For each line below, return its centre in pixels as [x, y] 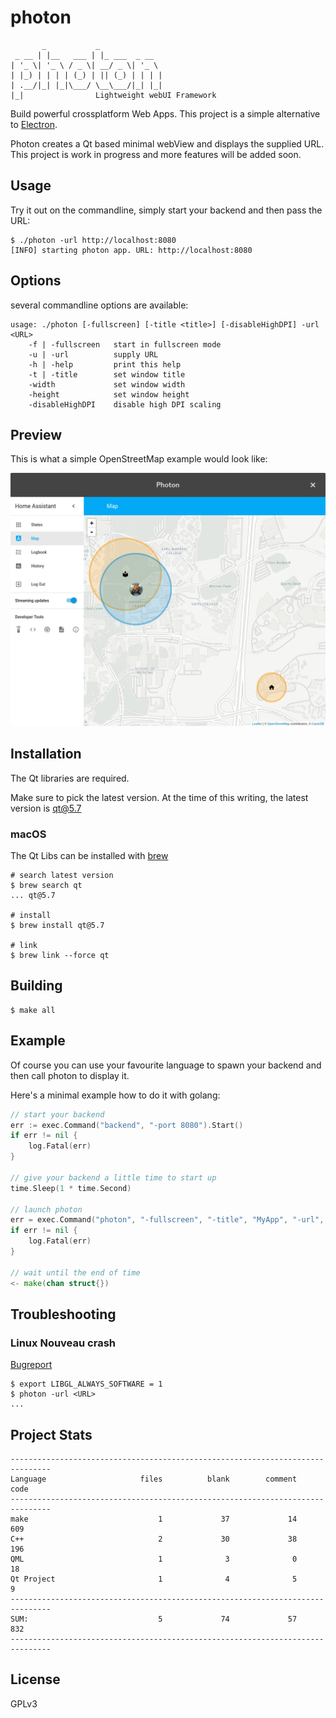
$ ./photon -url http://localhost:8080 [93, 240]
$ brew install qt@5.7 [57, 926]
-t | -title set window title [107, 374]
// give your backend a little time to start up [113, 1177]
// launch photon [46, 1209]
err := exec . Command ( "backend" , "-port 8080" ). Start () [127, 1125]
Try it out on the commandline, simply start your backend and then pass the [166, 210]
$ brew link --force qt [60, 956]
